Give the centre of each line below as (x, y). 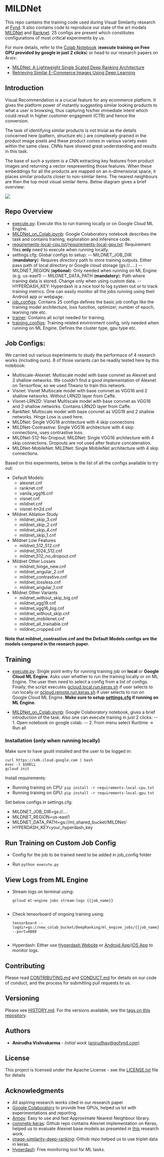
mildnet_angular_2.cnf (42, 572)
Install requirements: (26, 778)
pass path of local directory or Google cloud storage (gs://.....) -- (77, 265)
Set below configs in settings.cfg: (39, 802)
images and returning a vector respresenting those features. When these (78, 166)
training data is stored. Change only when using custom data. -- (77, 281)
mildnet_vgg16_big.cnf (42, 608)
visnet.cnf (30, 499)
